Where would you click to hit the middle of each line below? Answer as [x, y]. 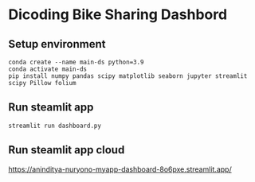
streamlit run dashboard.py [55, 126]
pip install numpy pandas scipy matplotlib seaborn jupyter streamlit [128, 76]
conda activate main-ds [48, 69]
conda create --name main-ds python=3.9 [76, 62]
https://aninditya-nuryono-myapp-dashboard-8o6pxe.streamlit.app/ [120, 169]
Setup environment [57, 44]
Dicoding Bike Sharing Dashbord [118, 15]
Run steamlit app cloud [67, 150]
